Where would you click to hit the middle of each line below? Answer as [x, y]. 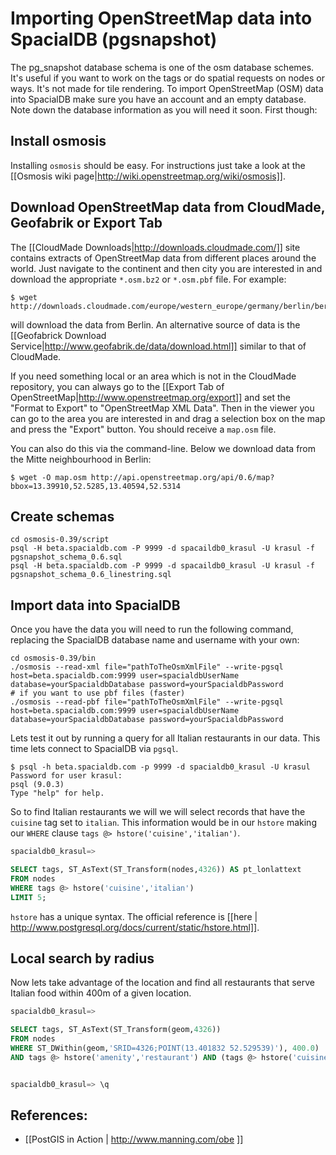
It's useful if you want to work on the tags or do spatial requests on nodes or [167, 78]
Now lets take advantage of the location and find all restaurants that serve [163, 983]
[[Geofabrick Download [58, 335]
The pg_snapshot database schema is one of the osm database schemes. [162, 67]
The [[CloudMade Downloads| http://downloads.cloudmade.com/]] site [155, 247]
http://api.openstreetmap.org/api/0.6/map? [182, 477]
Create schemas [62, 516]
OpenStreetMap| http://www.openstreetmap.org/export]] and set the [150, 397]
